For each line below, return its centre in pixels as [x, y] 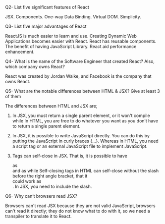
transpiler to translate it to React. [38, 216]
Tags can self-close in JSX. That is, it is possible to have [70, 156]
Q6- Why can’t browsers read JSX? [41, 196]
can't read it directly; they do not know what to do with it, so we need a [78, 211]
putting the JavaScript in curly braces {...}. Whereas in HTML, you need [85, 141]
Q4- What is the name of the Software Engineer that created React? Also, [80, 61]
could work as [27, 181]
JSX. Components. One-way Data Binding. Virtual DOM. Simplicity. [73, 17]
